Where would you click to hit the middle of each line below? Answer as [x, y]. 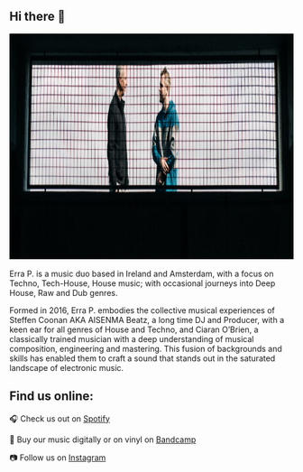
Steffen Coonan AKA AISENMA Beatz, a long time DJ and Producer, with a [147, 319]
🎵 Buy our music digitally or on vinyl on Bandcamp [103, 440]
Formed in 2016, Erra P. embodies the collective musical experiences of [142, 310]
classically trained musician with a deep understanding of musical [132, 338]
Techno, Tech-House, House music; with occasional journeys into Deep [142, 283]
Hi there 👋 [37, 17]
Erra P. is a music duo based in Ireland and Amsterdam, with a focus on [142, 273]
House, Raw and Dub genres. [64, 292]
